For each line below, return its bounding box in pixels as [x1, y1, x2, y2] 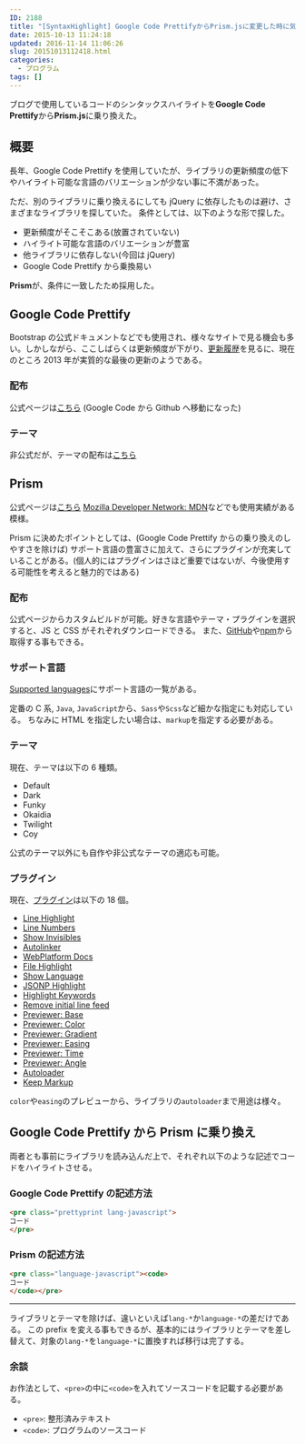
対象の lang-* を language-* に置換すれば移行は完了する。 [40, 1335, 250, 1346]
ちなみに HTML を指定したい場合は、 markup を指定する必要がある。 [26, 715, 279, 726]
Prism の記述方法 [9, 1248, 84, 1260]
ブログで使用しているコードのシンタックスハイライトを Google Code [9, 98, 266, 109]
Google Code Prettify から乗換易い [22, 260, 152, 271]
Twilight [22, 818, 53, 829]
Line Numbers [22, 922, 75, 933]
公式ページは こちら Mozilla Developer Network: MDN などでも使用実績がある [9, 501, 295, 512]
